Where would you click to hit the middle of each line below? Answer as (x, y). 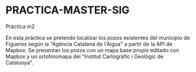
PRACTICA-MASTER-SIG (68, 10)
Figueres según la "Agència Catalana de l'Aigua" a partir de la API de (89, 44)
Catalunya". (19, 63)
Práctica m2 (20, 26)
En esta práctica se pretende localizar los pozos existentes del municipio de (98, 37)
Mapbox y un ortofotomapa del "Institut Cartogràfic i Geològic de (84, 56)
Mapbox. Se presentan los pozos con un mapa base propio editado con (92, 50)
